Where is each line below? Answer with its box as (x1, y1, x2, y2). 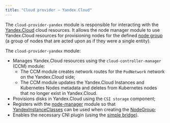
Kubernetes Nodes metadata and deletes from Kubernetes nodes (20, 85, 157, 91)
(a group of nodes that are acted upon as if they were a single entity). (5, 38, 151, 44)
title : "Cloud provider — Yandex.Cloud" (5, 7, 93, 13)
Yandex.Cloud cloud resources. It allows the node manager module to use (5, 27, 160, 33)
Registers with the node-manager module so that (12, 101, 116, 107)
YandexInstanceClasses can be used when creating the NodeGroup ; (12, 106, 156, 112)
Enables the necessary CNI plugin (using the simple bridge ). (12, 112, 139, 118)
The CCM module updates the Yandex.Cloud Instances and (20, 79, 145, 85)
